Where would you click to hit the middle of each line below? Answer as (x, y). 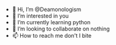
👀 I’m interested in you (41, 16)
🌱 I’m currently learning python (51, 22)
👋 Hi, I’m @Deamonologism (47, 9)
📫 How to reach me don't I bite (52, 36)
